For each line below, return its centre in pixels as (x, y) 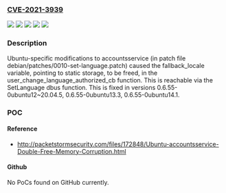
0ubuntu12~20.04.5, (36, 95)
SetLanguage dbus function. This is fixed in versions (81, 87)
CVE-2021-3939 (35, 10)
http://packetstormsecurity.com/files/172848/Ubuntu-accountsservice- (118, 144)
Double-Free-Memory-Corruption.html (71, 151)
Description (27, 43)
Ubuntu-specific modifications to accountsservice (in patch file (97, 58)
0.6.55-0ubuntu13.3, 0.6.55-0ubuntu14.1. (122, 95)
